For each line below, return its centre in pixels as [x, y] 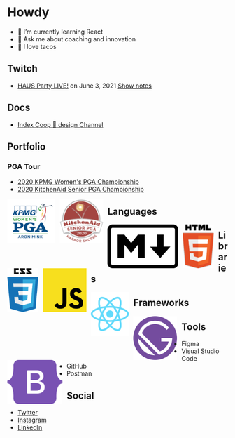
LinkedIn [30, 427]
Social [80, 396]
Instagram [32, 420]
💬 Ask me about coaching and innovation [77, 39]
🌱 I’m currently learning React [60, 32]
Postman [79, 373]
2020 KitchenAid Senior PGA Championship [81, 190]
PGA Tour [24, 166]
